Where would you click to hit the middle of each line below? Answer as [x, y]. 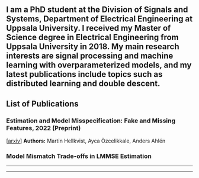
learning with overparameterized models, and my [99, 65]
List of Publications [42, 104]
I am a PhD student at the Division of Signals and [97, 10]
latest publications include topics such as [84, 74]
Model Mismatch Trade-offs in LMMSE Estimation [79, 156]
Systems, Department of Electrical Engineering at [99, 19]
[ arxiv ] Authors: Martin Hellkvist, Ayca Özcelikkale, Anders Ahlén [86, 141]
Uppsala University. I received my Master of [89, 28]
